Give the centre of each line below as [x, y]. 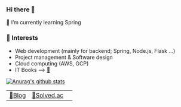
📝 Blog [18, 95]
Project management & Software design [64, 57]
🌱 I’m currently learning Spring [44, 23]
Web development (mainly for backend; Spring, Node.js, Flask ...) [95, 51]
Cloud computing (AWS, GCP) [52, 63]
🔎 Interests [22, 38]
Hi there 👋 [21, 10]
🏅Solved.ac [48, 95]
